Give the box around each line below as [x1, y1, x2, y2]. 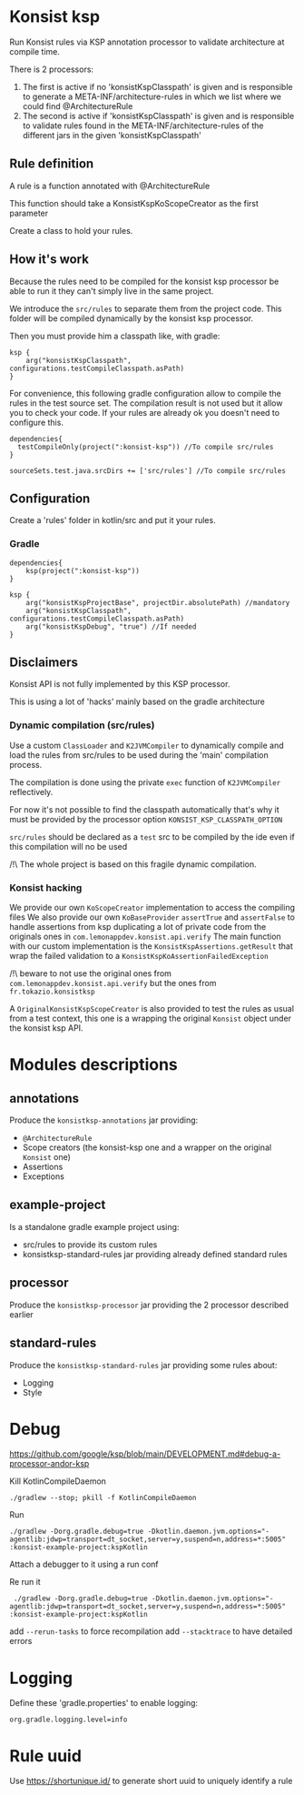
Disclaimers [9, 655, 79, 671]
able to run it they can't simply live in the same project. [9, 285, 214, 297]
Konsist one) [22, 1152, 71, 1163]
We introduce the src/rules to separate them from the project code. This [9, 303, 282, 314]
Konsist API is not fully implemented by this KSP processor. [9, 679, 230, 690]
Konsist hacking [9, 881, 83, 893]
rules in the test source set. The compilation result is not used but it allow [9, 398, 283, 408]
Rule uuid [9, 1745, 82, 1766]
